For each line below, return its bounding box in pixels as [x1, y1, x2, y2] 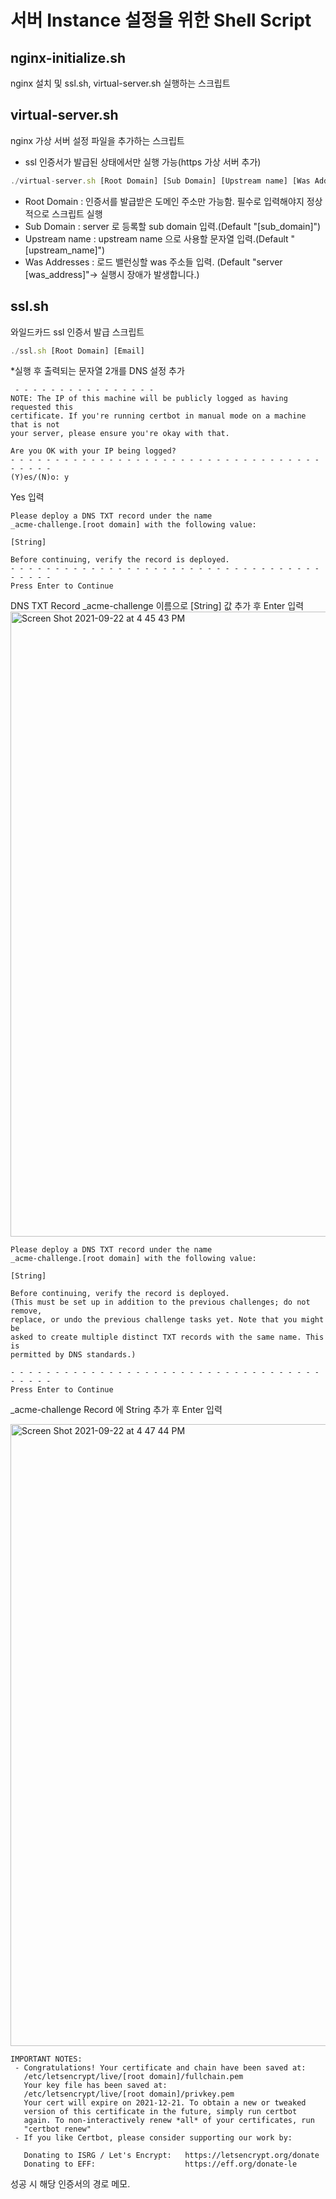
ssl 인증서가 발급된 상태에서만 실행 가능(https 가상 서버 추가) [24, 156, 262, 168]
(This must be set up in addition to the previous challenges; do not [10, 1297, 311, 1308]
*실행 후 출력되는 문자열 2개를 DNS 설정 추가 [10, 365, 185, 377]
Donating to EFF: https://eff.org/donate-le [23, 2159, 298, 2170]
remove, [10, 1306, 43, 1316]
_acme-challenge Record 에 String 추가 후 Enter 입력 [10, 1404, 223, 1416]
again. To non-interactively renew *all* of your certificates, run [23, 2116, 315, 2126]
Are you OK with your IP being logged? [10, 446, 177, 456]
